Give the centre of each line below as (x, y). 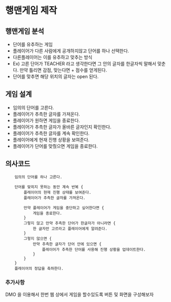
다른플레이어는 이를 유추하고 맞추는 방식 (52, 57)
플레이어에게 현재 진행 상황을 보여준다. (51, 140)
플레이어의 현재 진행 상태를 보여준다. (58, 192)
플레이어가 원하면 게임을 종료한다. (46, 120)
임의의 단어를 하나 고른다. (38, 177)
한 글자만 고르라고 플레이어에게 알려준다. (70, 229)
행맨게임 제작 (31, 11)
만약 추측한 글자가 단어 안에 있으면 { (67, 244)
